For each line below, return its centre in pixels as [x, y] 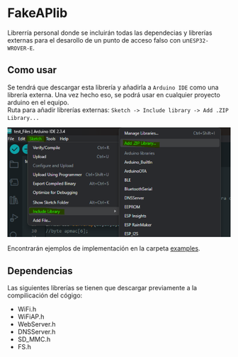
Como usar [32, 70]
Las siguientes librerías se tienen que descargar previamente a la [102, 288]
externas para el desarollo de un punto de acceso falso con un [98, 40]
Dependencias [40, 271]
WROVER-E [20, 48]
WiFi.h [27, 309]
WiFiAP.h [31, 317]
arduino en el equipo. [38, 102]
